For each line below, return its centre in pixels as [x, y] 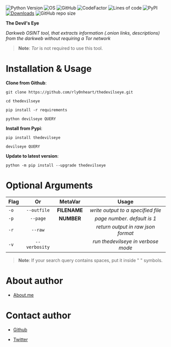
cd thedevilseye [23, 101]
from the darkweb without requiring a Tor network [58, 38]
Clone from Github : [26, 83]
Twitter [21, 339]
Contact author [39, 315]
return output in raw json [126, 226]
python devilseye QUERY [31, 119]
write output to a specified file [126, 210]
